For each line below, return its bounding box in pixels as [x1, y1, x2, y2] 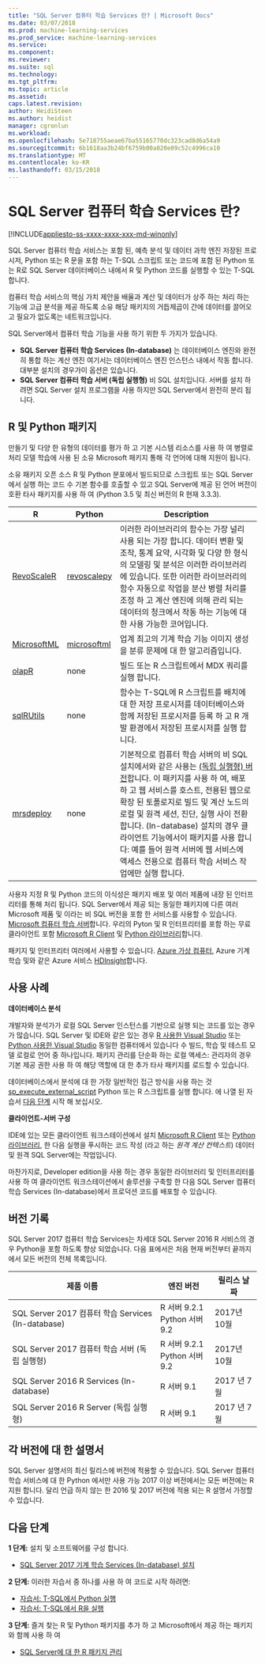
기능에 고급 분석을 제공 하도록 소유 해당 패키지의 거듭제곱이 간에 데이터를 [8, 301, 231, 311]
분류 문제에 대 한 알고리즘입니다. [129, 645, 242, 656]
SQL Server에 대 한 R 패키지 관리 [19, 1647, 122, 1656]
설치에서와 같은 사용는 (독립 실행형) [119, 760, 244, 771]
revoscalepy [66, 570, 113, 582]
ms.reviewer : [8, 56, 51, 64]
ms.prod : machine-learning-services [8, 26, 129, 34]
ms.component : [8, 48, 55, 56]
